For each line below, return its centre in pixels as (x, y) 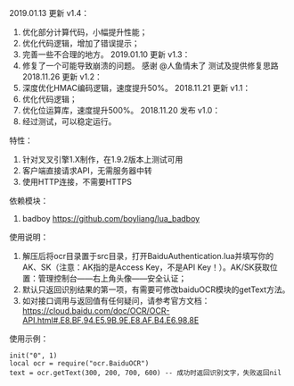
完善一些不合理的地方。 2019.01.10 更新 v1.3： (106, 55)
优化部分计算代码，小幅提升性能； (85, 32)
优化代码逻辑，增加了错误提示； (81, 43)
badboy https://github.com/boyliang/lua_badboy (111, 218)
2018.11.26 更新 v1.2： (62, 77)
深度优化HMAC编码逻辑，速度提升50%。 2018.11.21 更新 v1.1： (136, 88)
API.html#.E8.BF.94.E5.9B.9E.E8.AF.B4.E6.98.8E (110, 320)
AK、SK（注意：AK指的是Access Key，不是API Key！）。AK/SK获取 (146, 267)
